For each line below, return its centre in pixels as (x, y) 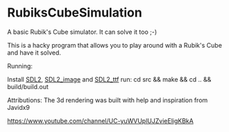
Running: (20, 66)
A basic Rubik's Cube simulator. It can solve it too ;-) (82, 32)
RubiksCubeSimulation (75, 13)
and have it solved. (34, 53)
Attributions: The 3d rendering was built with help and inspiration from (108, 100)
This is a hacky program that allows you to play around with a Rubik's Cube (114, 45)
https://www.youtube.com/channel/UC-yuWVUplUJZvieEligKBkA (101, 121)
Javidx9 (18, 107)
